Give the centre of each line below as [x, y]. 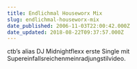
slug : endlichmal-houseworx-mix [53, 20]
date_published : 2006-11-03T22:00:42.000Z [68, 26]
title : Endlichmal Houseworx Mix [55, 13]
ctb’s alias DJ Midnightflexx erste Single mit [68, 51]
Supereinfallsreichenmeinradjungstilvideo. [66, 59]
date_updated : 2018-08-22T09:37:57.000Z [66, 32]
